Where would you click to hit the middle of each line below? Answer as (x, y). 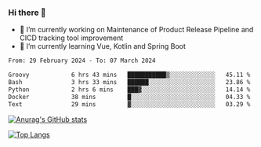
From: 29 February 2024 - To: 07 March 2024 (82, 61)
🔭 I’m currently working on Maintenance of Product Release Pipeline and (136, 30)
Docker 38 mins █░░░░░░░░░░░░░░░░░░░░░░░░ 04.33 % (129, 97)
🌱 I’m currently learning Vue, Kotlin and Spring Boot (103, 46)
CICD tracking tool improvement (71, 38)
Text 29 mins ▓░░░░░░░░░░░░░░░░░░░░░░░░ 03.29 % (129, 104)
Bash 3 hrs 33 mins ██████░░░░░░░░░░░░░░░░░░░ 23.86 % (129, 83)
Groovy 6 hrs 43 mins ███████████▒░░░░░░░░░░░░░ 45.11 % (129, 75)
